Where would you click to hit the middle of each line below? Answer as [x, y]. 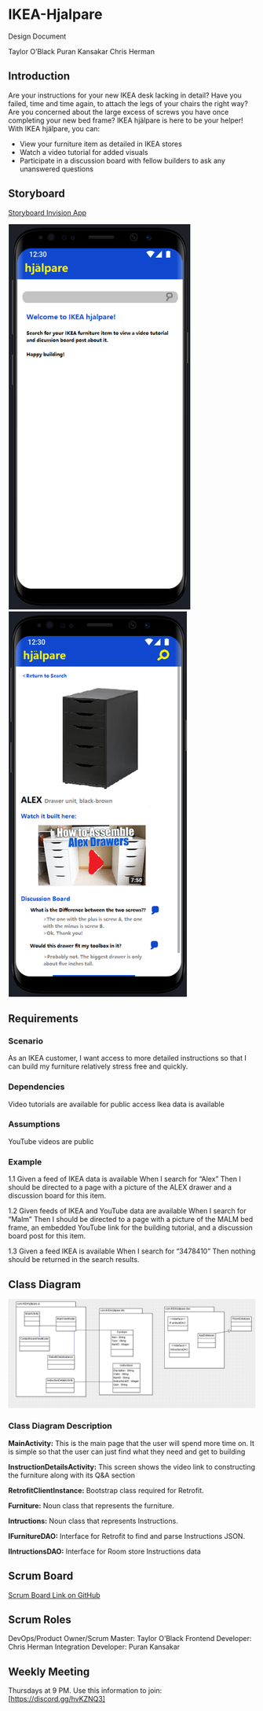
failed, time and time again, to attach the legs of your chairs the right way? [128, 103]
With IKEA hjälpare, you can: [54, 128]
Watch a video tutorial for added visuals [84, 152]
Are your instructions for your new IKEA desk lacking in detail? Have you [125, 95]
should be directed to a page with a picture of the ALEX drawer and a [120, 1187]
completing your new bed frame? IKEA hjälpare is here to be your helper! [126, 120]
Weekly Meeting [49, 1671]
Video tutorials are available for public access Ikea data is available [117, 1104]
